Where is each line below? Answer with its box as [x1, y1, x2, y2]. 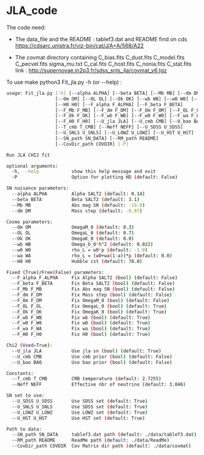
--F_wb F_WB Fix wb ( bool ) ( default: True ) [12, 314, 151, 321]
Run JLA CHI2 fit [6, 152, 50, 158]
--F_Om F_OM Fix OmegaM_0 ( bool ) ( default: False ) [12, 297, 170, 304]
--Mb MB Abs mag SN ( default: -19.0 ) [12, 202, 146, 208]
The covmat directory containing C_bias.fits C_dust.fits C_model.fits [15, 53, 185, 61]
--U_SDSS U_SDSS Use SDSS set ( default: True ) [12, 399, 148, 405]
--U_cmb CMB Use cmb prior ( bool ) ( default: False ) [12, 354, 172, 360]
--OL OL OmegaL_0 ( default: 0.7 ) [12, 230, 135, 236]
